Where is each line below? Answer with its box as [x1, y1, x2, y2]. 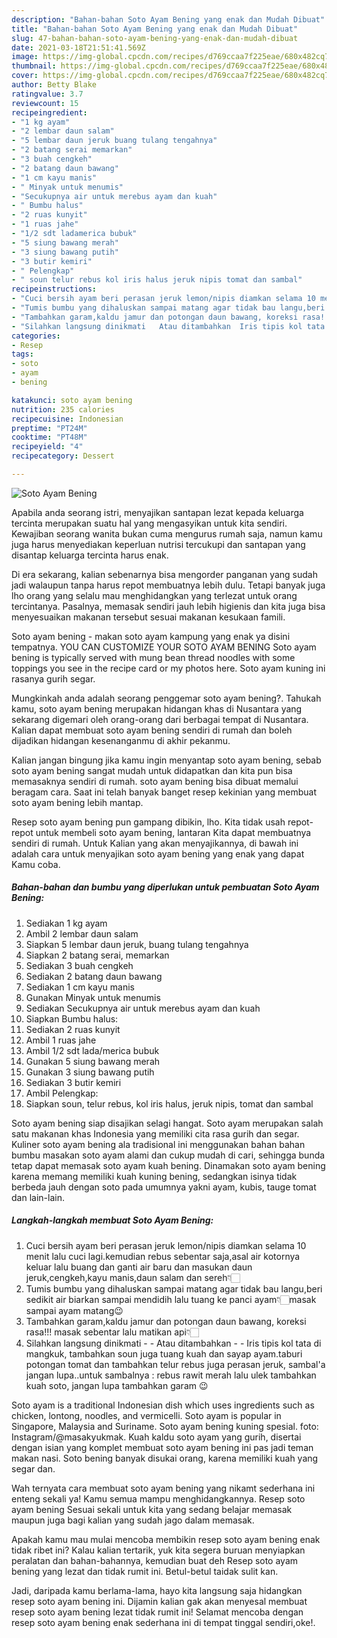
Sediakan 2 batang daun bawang [25, 970, 163, 982]
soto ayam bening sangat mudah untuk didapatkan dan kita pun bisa [11, 764, 293, 776]
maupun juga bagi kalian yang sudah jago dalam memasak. [11, 1514, 255, 1526]
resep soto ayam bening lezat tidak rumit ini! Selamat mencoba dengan [11, 1606, 304, 1618]
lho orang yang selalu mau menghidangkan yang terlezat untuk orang [11, 589, 298, 601]
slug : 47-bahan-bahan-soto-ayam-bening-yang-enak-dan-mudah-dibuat [11, 33, 299, 43]
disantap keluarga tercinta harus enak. [11, 549, 169, 561]
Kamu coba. [11, 858, 61, 870]
